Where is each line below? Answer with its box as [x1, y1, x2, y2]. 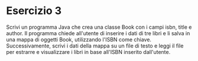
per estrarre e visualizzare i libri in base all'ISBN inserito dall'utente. [6, 48, 171, 55]
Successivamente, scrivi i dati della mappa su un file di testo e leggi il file [6, 42, 184, 49]
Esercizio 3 [6, 4, 62, 18]
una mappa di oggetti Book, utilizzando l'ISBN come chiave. [6, 36, 152, 43]
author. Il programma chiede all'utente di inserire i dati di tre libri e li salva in [6, 29, 190, 36]
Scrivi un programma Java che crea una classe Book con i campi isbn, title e [6, 23, 192, 30]
